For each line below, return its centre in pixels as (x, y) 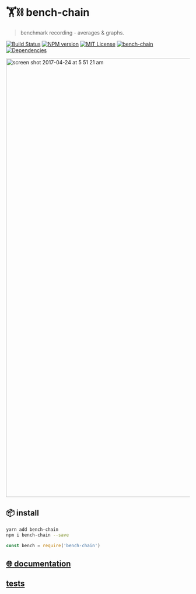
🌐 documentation (38, 564)
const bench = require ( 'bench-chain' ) (53, 545)
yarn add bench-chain (32, 529)
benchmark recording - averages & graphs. (72, 32)
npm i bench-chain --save (37, 535)
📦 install (22, 513)
